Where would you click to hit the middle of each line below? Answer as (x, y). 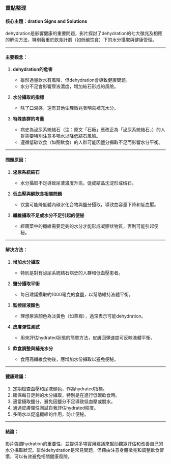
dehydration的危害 (33, 69)
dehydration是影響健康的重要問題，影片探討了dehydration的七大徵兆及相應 (84, 34)
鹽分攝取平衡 (26, 284)
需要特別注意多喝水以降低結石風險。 (63, 136)
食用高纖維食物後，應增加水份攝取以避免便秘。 (69, 359)
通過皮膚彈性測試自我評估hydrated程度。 (55, 408)
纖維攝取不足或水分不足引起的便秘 (48, 215)
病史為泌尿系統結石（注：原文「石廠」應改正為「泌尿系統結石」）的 (91, 130)
